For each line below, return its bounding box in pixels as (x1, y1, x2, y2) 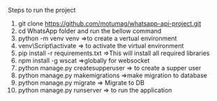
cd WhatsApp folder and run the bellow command (17, 27, 162, 35)
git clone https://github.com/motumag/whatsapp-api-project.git (17, 20, 202, 27)
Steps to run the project (8, 6, 76, 14)
